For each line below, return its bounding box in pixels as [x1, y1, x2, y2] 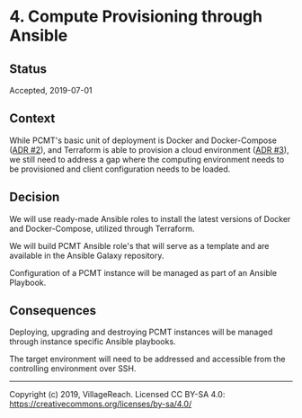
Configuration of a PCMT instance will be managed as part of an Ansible [9, 267, 278, 278]
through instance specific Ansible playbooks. [9, 336, 177, 347]
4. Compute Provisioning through [9, 6, 263, 27]
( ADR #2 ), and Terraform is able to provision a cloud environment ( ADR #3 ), [9, 144, 289, 155]
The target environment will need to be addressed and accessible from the [9, 353, 286, 365]
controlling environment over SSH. [9, 363, 137, 374]
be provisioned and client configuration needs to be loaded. [9, 164, 231, 174]
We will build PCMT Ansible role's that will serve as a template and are [9, 240, 270, 251]
